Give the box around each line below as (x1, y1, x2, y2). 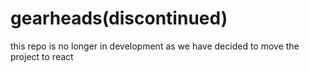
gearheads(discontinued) (10, 7, 228, 30)
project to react (10, 50, 74, 62)
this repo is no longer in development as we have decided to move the (10, 40, 300, 52)
